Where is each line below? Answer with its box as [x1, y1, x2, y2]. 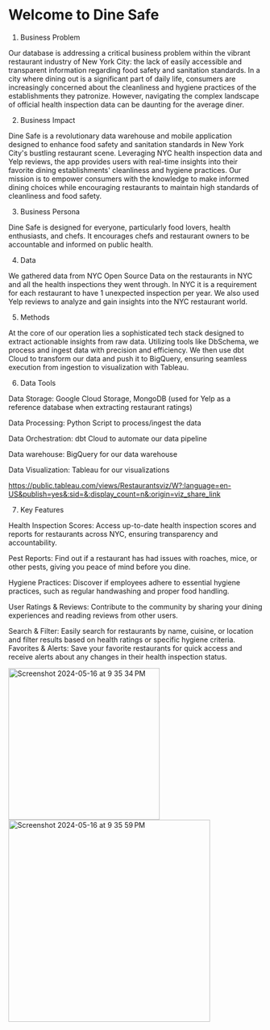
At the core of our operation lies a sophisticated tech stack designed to [8, 327, 244, 337]
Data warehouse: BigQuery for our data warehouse [8, 449, 178, 458]
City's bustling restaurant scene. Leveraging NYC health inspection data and [8, 148, 263, 158]
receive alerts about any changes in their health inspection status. [8, 652, 227, 661]
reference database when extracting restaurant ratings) [8, 402, 193, 412]
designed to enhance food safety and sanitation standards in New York [8, 139, 244, 149]
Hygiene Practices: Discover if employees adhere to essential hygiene [8, 577, 240, 587]
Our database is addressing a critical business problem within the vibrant [8, 48, 251, 57]
